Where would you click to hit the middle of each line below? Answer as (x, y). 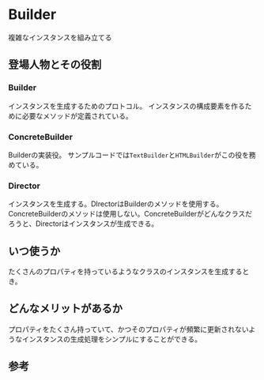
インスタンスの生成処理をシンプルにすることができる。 (111, 339)
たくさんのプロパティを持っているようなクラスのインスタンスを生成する (125, 272)
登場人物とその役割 (55, 65)
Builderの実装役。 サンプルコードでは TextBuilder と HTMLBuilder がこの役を (128, 155)
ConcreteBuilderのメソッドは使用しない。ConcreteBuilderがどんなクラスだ (130, 214)
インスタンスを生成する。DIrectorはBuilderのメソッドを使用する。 (116, 204)
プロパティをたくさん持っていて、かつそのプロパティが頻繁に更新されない (128, 329)
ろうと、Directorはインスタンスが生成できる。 (83, 224)
